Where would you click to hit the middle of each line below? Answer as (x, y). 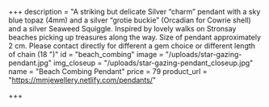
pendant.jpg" (30, 63)
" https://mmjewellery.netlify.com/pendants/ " (82, 80)
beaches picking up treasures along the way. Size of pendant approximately (134, 37)
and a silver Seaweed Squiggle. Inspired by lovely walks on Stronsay (122, 29)
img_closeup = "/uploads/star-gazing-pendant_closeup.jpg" (153, 63)
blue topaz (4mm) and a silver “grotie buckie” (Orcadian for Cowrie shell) (130, 20)
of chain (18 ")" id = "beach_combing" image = (86, 54)
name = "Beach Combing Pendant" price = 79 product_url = (108, 71)
